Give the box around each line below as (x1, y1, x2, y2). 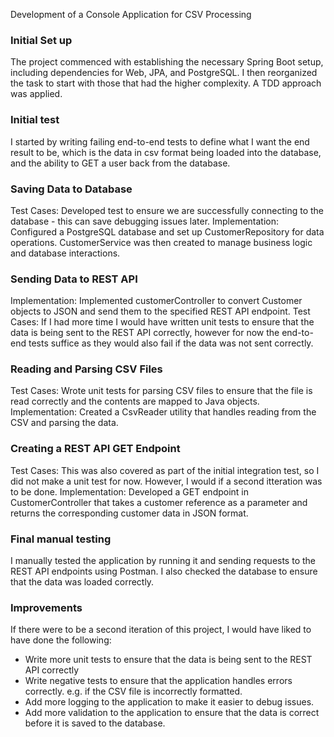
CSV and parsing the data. (10, 417, 119, 429)
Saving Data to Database (10, 182, 133, 196)
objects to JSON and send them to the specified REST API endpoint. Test (10, 305, 311, 318)
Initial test (10, 113, 60, 127)
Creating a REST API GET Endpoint (10, 442, 181, 456)
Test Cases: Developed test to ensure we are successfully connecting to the (10, 204, 324, 216)
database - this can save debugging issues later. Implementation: (10, 215, 280, 227)
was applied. (10, 88, 63, 100)
